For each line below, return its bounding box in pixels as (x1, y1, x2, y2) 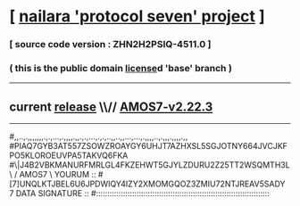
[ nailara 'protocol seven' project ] (9, 6, 265, 27)
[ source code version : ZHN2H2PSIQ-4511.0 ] (9, 38, 212, 51)
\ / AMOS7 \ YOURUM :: (9, 169, 96, 180)
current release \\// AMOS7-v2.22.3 (9, 99, 213, 114)
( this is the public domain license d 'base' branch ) (9, 62, 232, 75)
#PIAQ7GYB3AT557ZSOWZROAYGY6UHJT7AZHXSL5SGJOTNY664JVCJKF (9, 141, 288, 152)
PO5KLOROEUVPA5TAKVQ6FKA (9, 150, 129, 161)
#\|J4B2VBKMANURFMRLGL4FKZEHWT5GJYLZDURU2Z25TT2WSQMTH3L (9, 160, 290, 170)
